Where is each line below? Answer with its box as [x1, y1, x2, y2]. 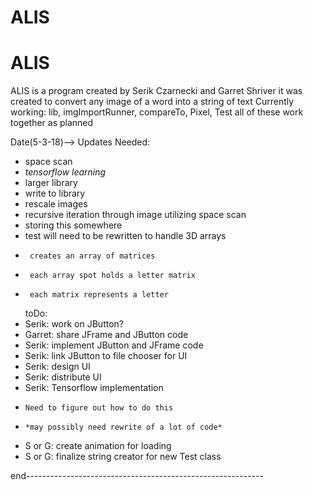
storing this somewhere [24, 219, 123, 231]
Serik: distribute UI [24, 371, 102, 383]
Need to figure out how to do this [24, 403, 174, 413]
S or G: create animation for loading [24, 440, 172, 452]
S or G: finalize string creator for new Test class [24, 451, 222, 463]
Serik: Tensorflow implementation [24, 382, 164, 394]
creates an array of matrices [29, 251, 156, 261]
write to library [24, 187, 86, 200]
